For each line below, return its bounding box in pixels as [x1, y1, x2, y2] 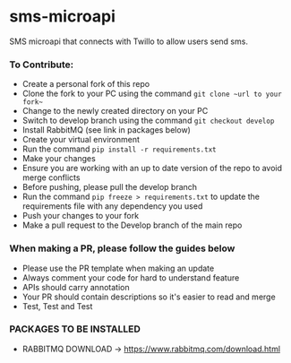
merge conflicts [21, 172, 81, 183]
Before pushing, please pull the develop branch [21, 182, 198, 193]
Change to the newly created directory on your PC [21, 106, 209, 117]
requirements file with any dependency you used [21, 201, 203, 212]
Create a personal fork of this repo [21, 79, 150, 90]
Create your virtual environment [21, 134, 141, 145]
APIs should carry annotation [21, 281, 130, 292]
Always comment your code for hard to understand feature [21, 272, 240, 283]
